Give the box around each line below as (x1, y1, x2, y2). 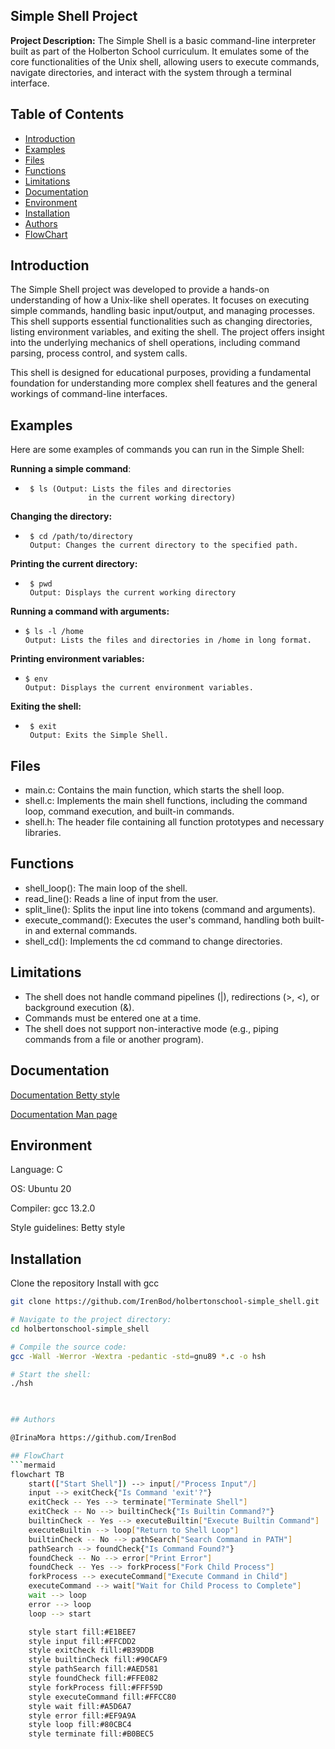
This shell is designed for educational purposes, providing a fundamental (10, 367, 312, 379)
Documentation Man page (10, 1108, 118, 1120)
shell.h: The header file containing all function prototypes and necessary (24, 816, 325, 828)
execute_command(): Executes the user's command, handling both (24, 914, 301, 926)
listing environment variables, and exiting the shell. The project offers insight (10, 326, 325, 338)
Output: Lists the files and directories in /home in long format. (24, 635, 312, 646)
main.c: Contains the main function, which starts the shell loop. (24, 784, 285, 796)
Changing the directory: (10, 510, 113, 523)
